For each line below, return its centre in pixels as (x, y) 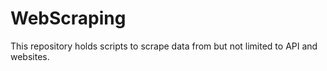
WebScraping (68, 18)
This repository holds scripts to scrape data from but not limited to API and (164, 46)
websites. (30, 56)
